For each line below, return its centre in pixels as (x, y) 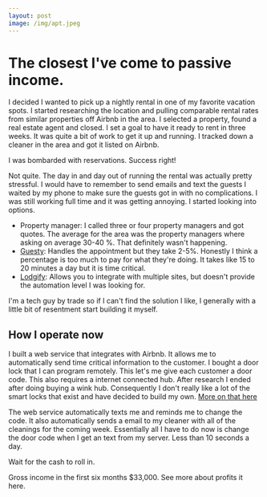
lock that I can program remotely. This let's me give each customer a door (130, 371)
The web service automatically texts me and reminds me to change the (125, 412)
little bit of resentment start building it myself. (83, 309)
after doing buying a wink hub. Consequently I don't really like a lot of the (129, 388)
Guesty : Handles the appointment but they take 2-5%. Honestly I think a (139, 251)
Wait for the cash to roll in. (52, 462)
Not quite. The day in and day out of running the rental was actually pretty (130, 176)
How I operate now (56, 334)
